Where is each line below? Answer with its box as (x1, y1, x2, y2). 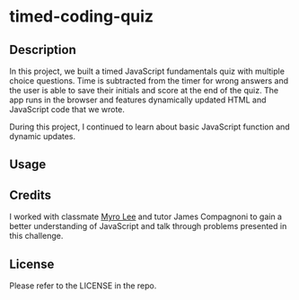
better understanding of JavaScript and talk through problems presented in (9, 221, 287, 232)
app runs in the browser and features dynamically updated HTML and (9, 94, 267, 105)
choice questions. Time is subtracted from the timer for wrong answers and (9, 75, 289, 86)
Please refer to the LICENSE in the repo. (9, 280, 157, 291)
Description (9, 42, 76, 57)
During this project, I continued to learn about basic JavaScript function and (9, 121, 290, 132)
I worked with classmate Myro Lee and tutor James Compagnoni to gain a (9, 211, 283, 222)
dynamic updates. (9, 131, 76, 141)
